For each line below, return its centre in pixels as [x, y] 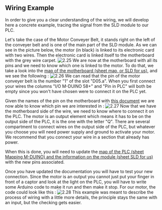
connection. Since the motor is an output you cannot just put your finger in [80, 176]
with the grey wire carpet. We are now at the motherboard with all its [81, 60]
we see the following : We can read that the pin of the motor [73, 76]
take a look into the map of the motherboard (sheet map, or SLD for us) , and [81, 71]
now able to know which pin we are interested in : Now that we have [81, 106]
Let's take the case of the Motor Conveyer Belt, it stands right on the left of [80, 39]
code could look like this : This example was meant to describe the [79, 192]
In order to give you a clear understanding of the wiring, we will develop [77, 19]
